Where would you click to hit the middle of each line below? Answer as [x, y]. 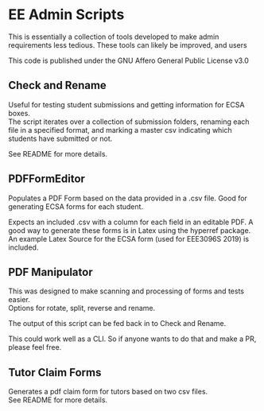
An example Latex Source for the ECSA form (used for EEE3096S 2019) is [128, 238]
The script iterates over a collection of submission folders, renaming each [129, 122]
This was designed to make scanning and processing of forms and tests [126, 291]
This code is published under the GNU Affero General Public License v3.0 [128, 60]
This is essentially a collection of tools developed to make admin [114, 37]
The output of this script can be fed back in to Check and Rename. [117, 324]
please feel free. [35, 347]
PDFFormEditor [47, 179]
